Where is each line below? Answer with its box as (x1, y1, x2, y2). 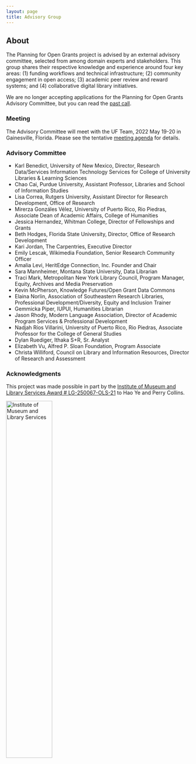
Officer (14, 255, 32, 262)
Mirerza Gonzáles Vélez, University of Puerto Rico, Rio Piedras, (14, 206, 167, 213)
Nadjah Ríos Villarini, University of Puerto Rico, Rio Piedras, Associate (14, 323, 183, 331)
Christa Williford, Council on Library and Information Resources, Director (14, 349, 190, 356)
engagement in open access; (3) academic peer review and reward (6, 76, 168, 83)
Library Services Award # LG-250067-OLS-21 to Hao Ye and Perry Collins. (6, 389, 185, 396)
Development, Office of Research (14, 199, 95, 206)
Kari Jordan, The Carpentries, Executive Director (14, 243, 132, 250)
